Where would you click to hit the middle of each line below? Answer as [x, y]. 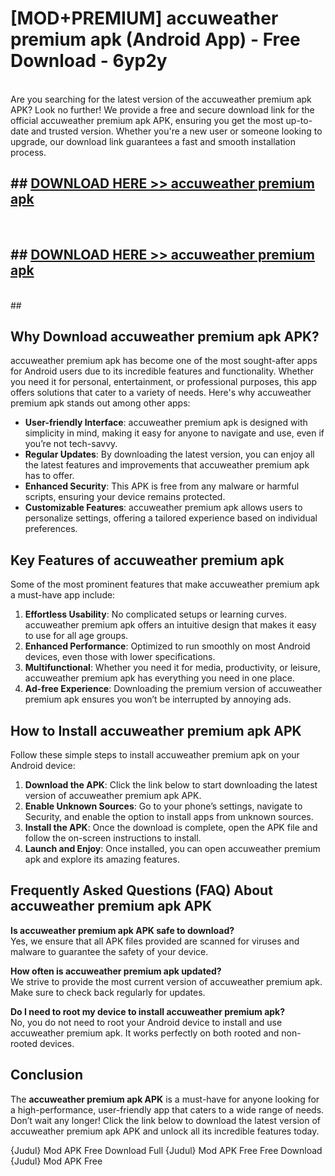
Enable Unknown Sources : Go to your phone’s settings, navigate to [163, 806]
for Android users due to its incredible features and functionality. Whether [162, 371]
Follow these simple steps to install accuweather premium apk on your [155, 755]
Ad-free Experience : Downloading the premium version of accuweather [173, 689]
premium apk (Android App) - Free [155, 39]
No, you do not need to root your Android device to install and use [146, 1022]
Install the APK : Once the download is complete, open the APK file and [171, 827]
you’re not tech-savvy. [71, 444]
